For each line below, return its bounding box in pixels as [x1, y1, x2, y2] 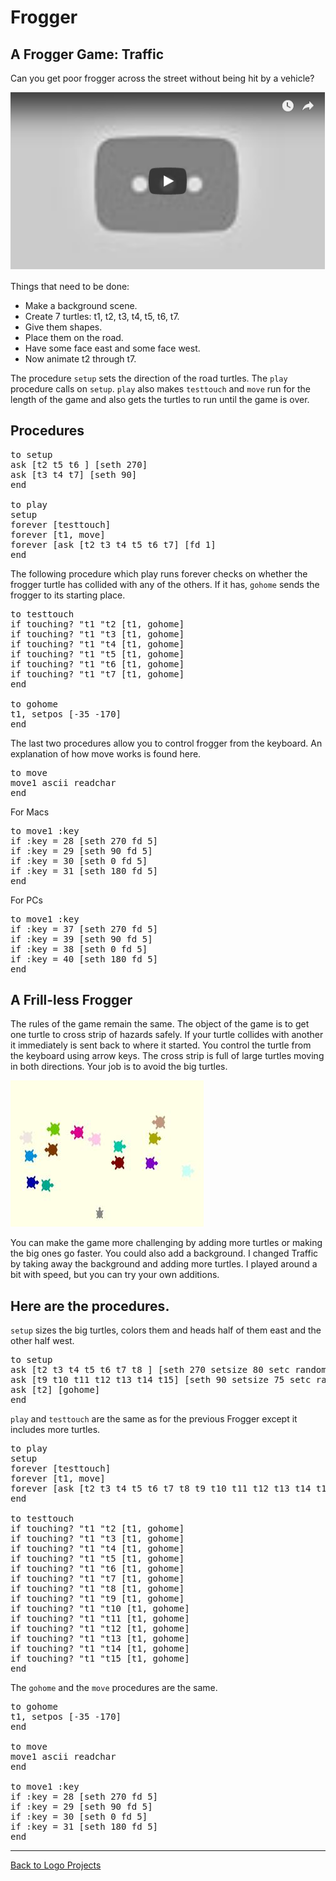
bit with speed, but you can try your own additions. [10, 1269, 220, 1281]
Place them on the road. [24, 331, 124, 343]
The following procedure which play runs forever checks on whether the [10, 567, 308, 580]
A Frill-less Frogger [10, 991, 133, 1008]
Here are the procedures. [10, 1297, 170, 1315]
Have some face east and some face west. [24, 342, 201, 354]
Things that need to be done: [10, 280, 130, 292]
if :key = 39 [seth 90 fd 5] [10, 933, 153, 945]
